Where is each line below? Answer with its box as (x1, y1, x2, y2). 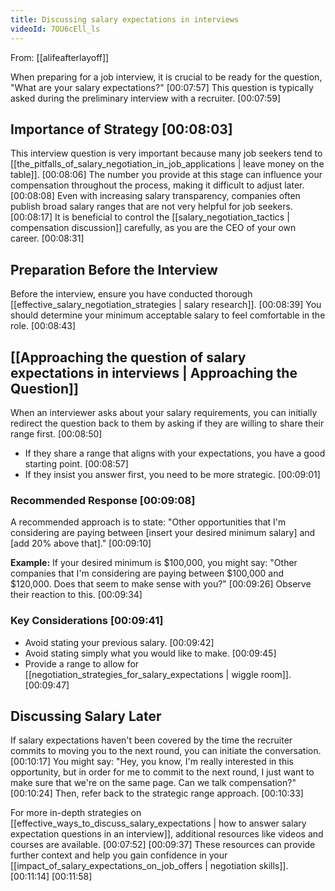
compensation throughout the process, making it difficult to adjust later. (10, 179, 305, 191)
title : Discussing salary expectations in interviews (10, 14, 240, 25)
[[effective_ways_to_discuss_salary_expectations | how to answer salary (10, 817, 307, 830)
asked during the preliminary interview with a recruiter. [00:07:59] (10, 92, 282, 104)
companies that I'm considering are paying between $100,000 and (10, 567, 285, 580)
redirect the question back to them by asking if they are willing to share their (10, 417, 325, 429)
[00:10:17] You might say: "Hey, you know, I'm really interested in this (10, 756, 294, 768)
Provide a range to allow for (24, 657, 140, 670)
